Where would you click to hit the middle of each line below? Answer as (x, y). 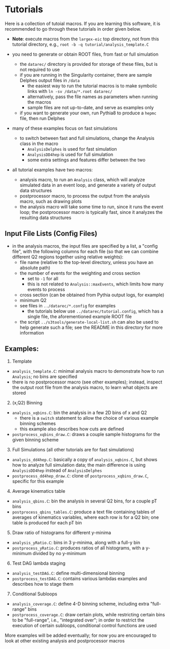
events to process (46, 289)
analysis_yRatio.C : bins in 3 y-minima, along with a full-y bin (76, 542)
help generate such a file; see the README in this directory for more (91, 327)
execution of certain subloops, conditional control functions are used (84, 625)
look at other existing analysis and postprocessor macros (65, 641)
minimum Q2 (33, 300)
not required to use (40, 69)
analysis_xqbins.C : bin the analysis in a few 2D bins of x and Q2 (79, 413)
